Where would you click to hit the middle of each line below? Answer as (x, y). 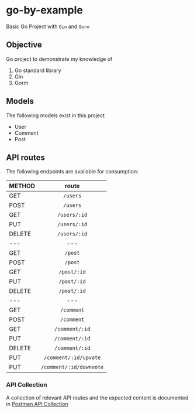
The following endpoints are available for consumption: (72, 172)
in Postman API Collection (37, 404)
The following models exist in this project (56, 115)
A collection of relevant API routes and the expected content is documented (97, 397)
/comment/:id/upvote (72, 358)
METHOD (22, 186)
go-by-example (44, 10)
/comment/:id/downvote (72, 367)
